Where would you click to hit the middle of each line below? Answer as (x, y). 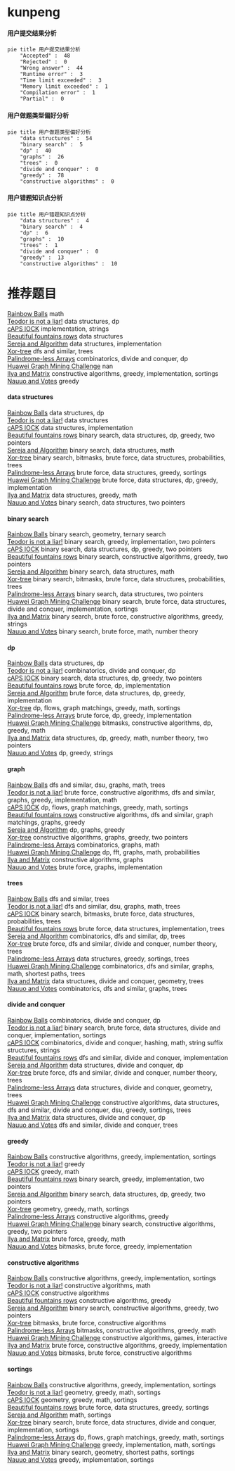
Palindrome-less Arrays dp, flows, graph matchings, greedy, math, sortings (116, 1437)
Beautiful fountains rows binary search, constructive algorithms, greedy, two (118, 557)
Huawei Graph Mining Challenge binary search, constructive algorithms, (112, 1224)
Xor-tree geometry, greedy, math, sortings (68, 1209)
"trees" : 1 (39, 245)
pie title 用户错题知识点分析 (47, 214)
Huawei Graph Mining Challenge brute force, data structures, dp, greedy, (113, 480)
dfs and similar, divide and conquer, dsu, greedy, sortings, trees (99, 1110)
